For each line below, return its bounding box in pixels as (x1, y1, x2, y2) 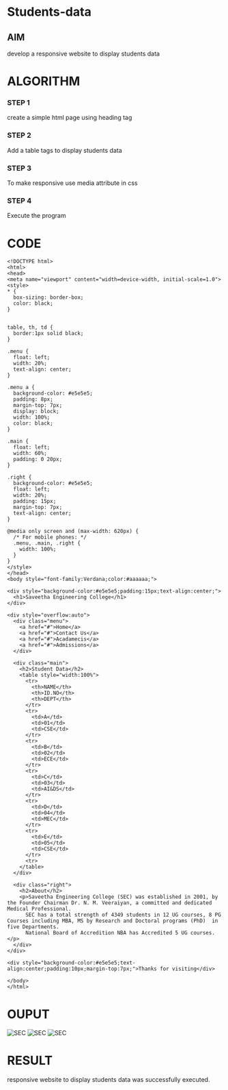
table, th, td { (7, 324, 53, 331)
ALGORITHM (7, 73, 81, 89)
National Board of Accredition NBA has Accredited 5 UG (25, 930, 188, 937)
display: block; (13, 408, 59, 415)
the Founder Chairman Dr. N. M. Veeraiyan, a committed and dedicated (7, 900, 212, 906)
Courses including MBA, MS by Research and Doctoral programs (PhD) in (7, 917, 218, 925)
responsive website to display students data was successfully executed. (7, 1076, 210, 1084)
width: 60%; (13, 450, 48, 457)
